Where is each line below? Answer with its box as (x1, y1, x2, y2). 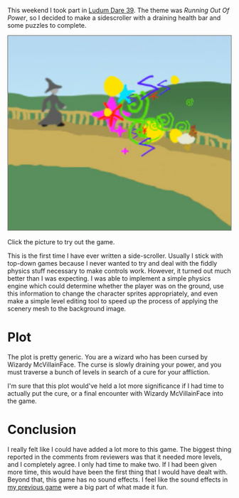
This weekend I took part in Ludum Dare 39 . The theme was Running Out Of (7, 6, 230, 14)
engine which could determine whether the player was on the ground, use (7, 281, 224, 290)
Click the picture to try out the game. (7, 237, 115, 246)
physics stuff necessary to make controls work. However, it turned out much (7, 266, 231, 275)
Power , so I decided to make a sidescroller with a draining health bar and (7, 13, 221, 22)
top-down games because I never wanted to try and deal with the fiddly (7, 259, 218, 267)
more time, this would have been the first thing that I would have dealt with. (7, 467, 228, 476)
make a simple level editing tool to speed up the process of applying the (7, 296, 218, 305)
